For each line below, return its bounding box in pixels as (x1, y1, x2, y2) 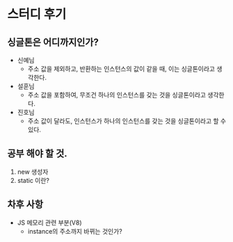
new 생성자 (17, 168, 49, 176)
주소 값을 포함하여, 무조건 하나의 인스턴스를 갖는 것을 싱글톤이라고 (27, 91, 207, 99)
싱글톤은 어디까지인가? (7, 36, 99, 48)
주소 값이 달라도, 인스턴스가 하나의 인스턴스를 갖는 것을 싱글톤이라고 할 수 (27, 117, 227, 125)
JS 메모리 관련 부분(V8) (17, 218, 82, 227)
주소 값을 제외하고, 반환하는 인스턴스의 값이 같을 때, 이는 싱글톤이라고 (27, 65, 216, 73)
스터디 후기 (7, 6, 67, 22)
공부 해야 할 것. (7, 147, 67, 160)
